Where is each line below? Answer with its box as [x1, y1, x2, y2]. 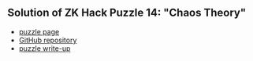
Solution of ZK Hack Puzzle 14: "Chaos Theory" [7, 6, 247, 20]
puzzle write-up [18, 43, 71, 53]
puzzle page [18, 27, 60, 36]
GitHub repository [18, 35, 77, 45]
